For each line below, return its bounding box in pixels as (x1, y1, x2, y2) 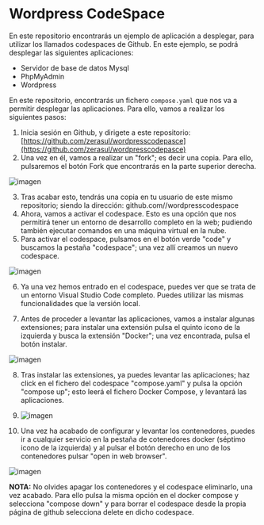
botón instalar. (20, 339, 68, 349)
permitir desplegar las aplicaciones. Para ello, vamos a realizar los (9, 104, 225, 113)
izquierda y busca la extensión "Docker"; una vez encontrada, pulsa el (20, 331, 251, 340)
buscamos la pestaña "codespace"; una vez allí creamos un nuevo (20, 243, 239, 252)
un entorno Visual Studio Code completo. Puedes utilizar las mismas (20, 290, 244, 300)
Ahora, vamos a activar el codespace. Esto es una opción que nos (20, 209, 237, 218)
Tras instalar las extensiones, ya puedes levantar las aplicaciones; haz (20, 370, 251, 379)
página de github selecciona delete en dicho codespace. (9, 507, 194, 516)
